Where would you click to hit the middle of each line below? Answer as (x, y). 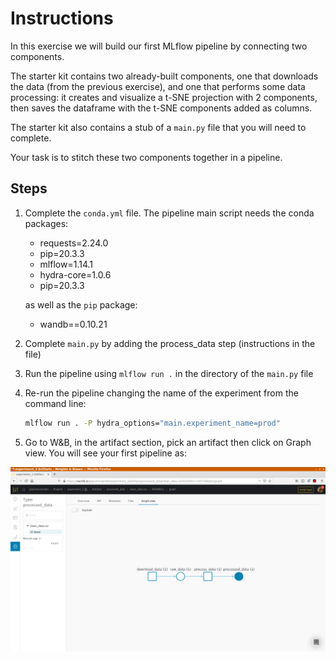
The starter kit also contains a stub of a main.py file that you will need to (158, 127)
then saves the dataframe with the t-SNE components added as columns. (161, 108)
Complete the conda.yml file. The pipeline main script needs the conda (169, 213)
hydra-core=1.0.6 (75, 274)
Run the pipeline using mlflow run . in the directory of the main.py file (169, 373)
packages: (46, 223)
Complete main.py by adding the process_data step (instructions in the (170, 343)
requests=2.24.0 (74, 243)
